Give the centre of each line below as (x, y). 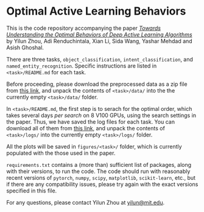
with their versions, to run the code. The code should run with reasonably (98, 171)
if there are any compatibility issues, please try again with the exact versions (102, 184)
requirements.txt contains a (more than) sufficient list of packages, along (99, 164)
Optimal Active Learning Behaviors (96, 11)
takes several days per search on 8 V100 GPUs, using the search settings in (101, 115)
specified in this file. (32, 191)
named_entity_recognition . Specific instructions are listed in (82, 66)
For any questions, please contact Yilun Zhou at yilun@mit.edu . (86, 202)
